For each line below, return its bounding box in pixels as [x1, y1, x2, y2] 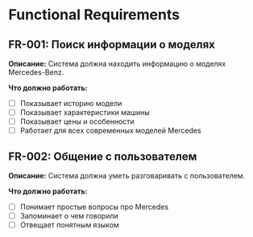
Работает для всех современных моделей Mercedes [19, 126, 201, 136]
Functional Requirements [8, 6, 180, 24]
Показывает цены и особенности [19, 116, 135, 126]
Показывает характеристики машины [19, 108, 151, 117]
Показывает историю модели [19, 99, 122, 108]
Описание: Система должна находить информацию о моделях [8, 59, 226, 68]
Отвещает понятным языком [19, 220, 119, 230]
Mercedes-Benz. [8, 67, 64, 77]
